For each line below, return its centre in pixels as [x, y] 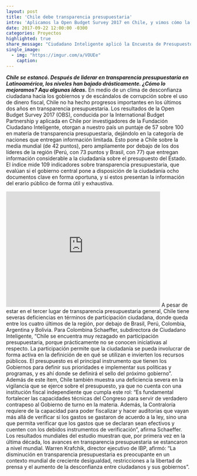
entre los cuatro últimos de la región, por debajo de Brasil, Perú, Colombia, [96, 324]
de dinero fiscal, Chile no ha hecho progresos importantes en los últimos [94, 102]
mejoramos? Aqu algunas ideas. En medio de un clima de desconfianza [94, 90]
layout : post [22, 11]
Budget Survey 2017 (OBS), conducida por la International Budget [85, 114]
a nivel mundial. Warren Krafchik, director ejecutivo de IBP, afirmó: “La [91, 448]
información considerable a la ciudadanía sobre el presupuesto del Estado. [96, 158]
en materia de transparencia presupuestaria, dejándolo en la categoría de [95, 133]
